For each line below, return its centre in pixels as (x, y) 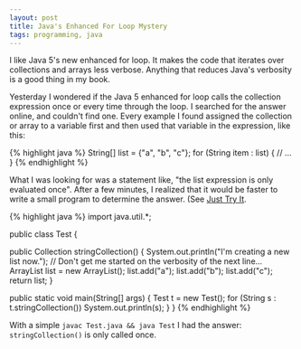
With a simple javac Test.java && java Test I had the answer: (126, 325)
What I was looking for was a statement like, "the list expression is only (141, 180)
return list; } (31, 280)
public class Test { (44, 234)
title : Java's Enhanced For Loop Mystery (89, 26)
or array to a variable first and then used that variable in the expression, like (150, 126)
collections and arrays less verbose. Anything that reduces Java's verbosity (150, 70)
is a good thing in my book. (60, 80)
